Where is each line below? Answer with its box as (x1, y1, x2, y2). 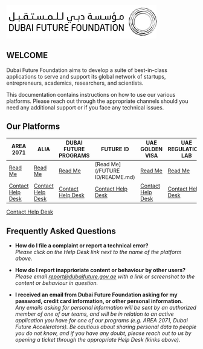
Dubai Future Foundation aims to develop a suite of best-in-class (6, 66, 168, 74)
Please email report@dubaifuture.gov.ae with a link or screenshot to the (14, 273, 195, 280)
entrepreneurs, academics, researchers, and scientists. (6, 79, 144, 86)
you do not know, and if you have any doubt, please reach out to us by (14, 329, 192, 337)
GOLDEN (140, 146, 163, 153)
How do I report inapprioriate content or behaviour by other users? (14, 266, 186, 273)
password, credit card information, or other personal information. (14, 297, 183, 304)
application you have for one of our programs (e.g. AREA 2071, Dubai (14, 316, 188, 324)
